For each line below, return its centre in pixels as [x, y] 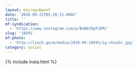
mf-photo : [16, 38]
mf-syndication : [22, 24]
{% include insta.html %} [31, 61]
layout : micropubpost [28, 10]
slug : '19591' [20, 33]
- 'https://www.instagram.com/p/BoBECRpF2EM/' [59, 29]
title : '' [16, 19]
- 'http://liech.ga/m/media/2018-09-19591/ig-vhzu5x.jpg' [72, 43]
